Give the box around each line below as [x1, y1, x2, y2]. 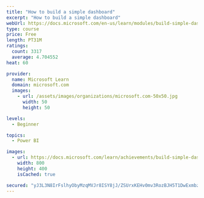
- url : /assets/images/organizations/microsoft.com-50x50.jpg [17, 94, 178, 100]
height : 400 [17, 165, 47, 172]
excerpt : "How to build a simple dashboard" [6, 15, 121, 21]
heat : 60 [6, 60, 29, 66]
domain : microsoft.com [12, 82, 69, 88]
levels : [6, 115, 26, 121]
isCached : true [17, 171, 56, 177]
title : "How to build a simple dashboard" [6, 9, 115, 15]
